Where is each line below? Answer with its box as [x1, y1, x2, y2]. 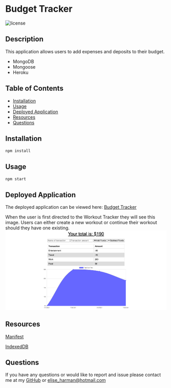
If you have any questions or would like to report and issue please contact [5, 372, 161, 378]
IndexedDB [5, 343, 29, 350]
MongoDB [12, 58, 34, 64]
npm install [5, 148, 31, 154]
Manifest [5, 333, 24, 339]
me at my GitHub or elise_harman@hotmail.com [5, 377, 106, 383]
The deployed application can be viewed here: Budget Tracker [5, 204, 137, 210]
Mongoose [12, 63, 36, 70]
